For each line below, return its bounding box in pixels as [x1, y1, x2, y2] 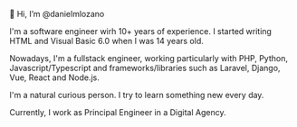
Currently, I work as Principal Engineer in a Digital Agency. [9, 107, 226, 117]
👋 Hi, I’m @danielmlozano [9, 9, 105, 19]
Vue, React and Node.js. [9, 72, 100, 83]
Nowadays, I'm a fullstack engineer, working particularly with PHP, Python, [9, 53, 288, 63]
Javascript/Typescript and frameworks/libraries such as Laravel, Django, [9, 63, 281, 73]
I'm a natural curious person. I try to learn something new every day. [9, 90, 264, 100]
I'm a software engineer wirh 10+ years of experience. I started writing [9, 26, 272, 36]
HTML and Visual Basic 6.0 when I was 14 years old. [9, 36, 204, 46]
